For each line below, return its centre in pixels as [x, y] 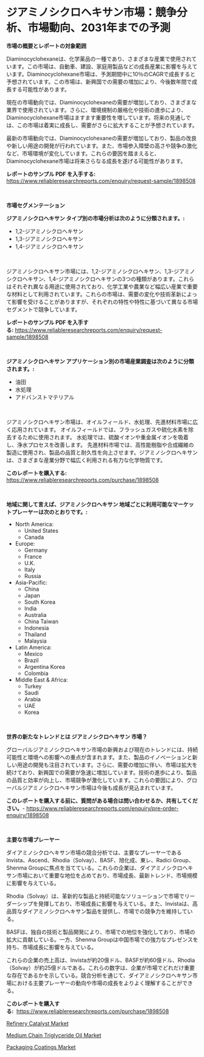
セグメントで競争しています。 [44, 309]
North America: [34, 524]
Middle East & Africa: [41, 680]
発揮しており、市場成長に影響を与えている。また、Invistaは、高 [118, 903]
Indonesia [37, 628]
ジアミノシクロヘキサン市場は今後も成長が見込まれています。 [99, 787]
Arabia [33, 699]
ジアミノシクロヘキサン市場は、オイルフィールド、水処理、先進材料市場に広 [102, 422]
